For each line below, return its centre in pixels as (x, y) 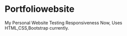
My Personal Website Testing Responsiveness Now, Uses (63, 23)
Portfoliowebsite (40, 9)
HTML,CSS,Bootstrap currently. (37, 28)
